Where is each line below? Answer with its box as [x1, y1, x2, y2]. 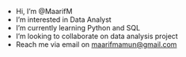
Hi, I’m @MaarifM [15, 7, 73, 16]
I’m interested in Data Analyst [15, 15, 112, 24]
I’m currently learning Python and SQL [15, 23, 141, 32]
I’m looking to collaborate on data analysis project [15, 31, 178, 41]
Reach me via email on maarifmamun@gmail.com [15, 40, 177, 49]
